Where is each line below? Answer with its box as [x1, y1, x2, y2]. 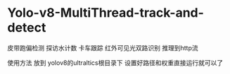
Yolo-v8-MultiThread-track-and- [7, 5, 204, 21]
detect [7, 20, 46, 36]
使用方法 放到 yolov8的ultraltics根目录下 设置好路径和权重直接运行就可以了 [7, 58, 224, 67]
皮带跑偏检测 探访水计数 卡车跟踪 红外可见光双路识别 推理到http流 [7, 43, 198, 52]
